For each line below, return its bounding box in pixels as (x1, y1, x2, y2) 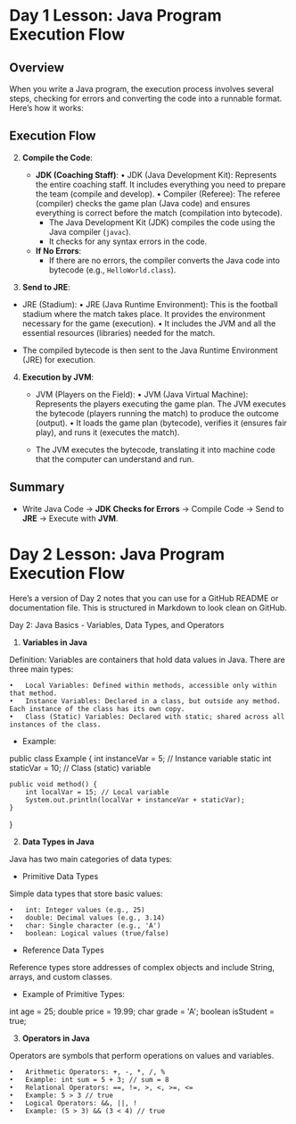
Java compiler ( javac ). (48, 226, 132, 237)
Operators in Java (21, 1033, 91, 1044)
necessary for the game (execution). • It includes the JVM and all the (21, 318, 276, 329)
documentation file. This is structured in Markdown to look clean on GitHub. (9, 602, 287, 613)
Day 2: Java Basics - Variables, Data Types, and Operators (9, 619, 225, 630)
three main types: (9, 663, 74, 675)
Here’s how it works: (9, 103, 85, 113)
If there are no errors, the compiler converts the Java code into (48, 255, 281, 265)
